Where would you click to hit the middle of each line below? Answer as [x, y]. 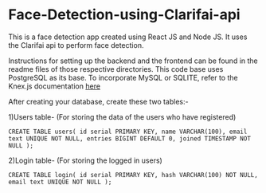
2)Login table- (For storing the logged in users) [86, 160]
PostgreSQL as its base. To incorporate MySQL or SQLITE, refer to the [123, 77]
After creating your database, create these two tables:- [98, 101]
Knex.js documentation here [55, 86]
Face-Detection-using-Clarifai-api [124, 15]
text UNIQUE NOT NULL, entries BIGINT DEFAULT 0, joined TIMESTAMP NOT [129, 138]
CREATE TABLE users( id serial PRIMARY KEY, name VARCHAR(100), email [128, 132]
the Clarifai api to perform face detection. [76, 45]
